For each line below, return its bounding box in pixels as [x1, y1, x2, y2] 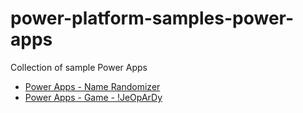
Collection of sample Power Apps [10, 61, 148, 73]
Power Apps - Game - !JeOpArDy [24, 91, 163, 103]
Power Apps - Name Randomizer [24, 80, 161, 92]
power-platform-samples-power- [10, 7, 295, 30]
